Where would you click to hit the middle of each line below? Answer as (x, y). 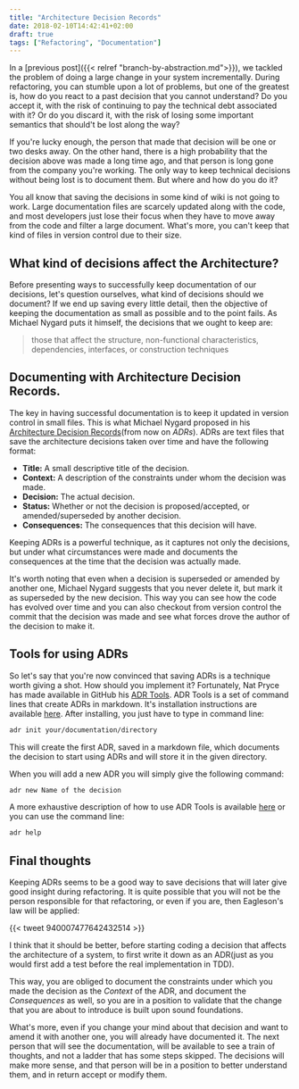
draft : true (31, 34)
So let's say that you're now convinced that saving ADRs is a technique (140, 676)
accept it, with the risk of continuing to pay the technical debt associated (143, 106)
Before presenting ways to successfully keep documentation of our (133, 285)
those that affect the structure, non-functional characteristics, (145, 340)
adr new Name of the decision (66, 790)
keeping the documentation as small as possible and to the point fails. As (143, 313)
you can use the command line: (67, 817)
